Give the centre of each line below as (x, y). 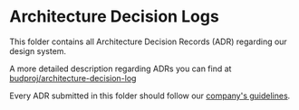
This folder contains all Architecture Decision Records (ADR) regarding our (148, 41)
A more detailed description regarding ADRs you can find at (121, 69)
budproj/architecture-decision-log (73, 78)
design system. (38, 50)
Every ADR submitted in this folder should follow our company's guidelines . (150, 96)
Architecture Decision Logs (114, 17)
